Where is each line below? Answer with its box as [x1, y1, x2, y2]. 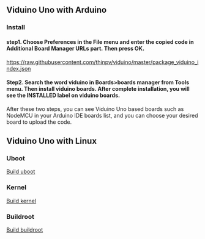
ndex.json [6, 65, 31, 72]
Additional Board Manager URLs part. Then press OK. [6, 45, 145, 52]
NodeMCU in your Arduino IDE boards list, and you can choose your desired [6, 112, 198, 119]
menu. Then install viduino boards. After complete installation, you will [6, 85, 190, 93]
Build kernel [6, 197, 37, 204]
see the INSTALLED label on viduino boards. [6, 91, 121, 99]
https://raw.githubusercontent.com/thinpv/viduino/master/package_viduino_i [6, 58, 199, 66]
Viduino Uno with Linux [6, 136, 97, 146]
